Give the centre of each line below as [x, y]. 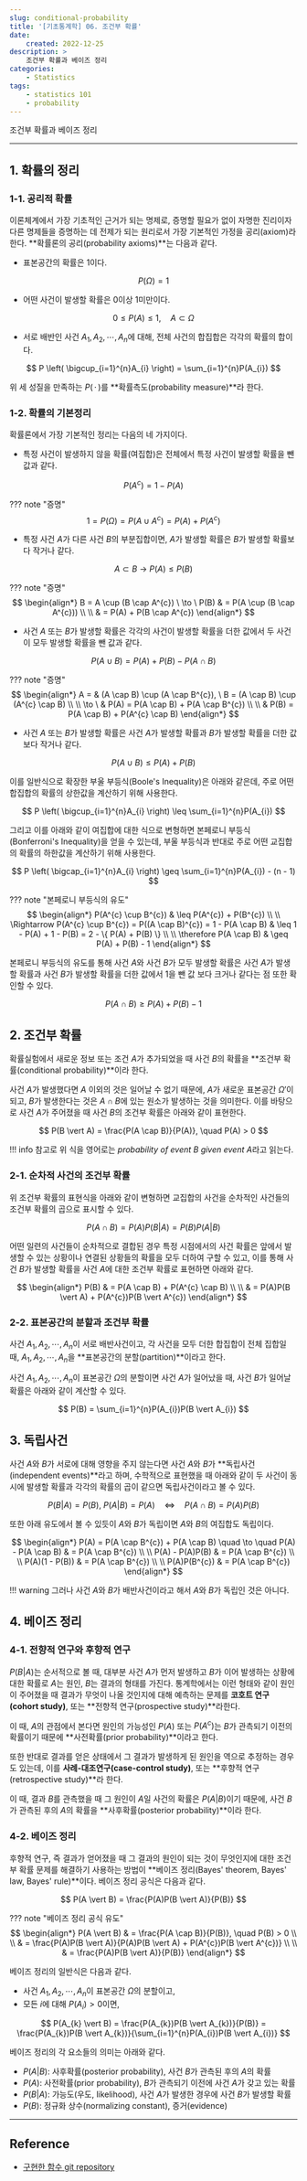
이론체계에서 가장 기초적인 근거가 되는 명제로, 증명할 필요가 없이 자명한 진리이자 [151, 220]
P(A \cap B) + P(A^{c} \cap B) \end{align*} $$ [153, 714]
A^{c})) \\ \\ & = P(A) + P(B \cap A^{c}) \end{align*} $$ [153, 613]
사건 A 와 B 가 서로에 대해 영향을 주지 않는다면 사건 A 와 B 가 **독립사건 [132, 1464]
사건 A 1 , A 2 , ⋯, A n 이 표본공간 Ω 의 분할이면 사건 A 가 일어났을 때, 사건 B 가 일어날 [150, 1379]
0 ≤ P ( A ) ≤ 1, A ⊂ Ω [153, 318]
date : [20, 35]
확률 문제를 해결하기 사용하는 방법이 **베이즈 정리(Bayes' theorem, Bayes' [153, 1869]
